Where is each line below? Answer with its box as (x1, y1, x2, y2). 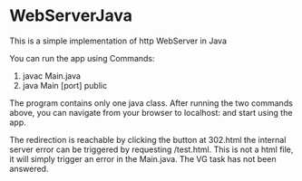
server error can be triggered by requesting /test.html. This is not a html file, (9, 144, 294, 155)
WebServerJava (9, 5, 133, 26)
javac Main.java (22, 70, 82, 81)
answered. (9, 163, 49, 174)
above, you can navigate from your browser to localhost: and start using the (9, 107, 293, 118)
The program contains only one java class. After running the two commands (9, 97, 293, 109)
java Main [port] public (22, 80, 107, 90)
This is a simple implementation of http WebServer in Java (9, 35, 228, 46)
